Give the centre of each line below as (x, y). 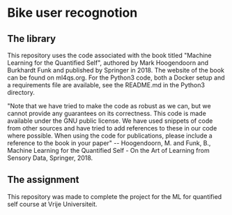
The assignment (43, 180)
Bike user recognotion (72, 13)
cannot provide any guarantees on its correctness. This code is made (107, 113)
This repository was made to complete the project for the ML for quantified (115, 196)
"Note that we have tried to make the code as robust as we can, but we (109, 106)
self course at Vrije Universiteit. (52, 204)
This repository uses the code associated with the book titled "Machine (110, 55)
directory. (21, 92)
